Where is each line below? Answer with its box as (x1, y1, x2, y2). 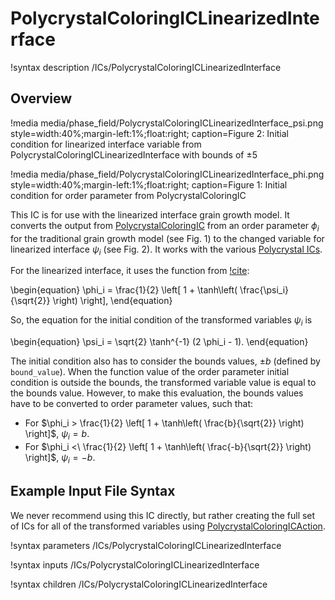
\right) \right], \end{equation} (52, 295, 173, 307)
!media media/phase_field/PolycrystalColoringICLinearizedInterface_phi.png (10, 168, 325, 180)
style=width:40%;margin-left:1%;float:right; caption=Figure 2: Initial (10, 127, 290, 139)
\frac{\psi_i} (239, 284, 290, 296)
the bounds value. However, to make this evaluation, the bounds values (10, 387, 304, 399)
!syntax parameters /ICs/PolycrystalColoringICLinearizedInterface (10, 539, 282, 551)
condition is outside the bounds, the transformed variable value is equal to (10, 377, 317, 389)
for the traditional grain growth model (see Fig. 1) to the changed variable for (10, 232, 325, 244)
